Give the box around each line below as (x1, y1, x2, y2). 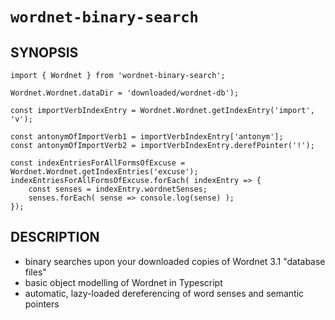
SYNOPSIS (10, 44, 79, 61)
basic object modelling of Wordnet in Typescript (24, 276, 223, 288)
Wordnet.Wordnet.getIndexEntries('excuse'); (10, 167, 199, 177)
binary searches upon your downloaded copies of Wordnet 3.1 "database (24, 255, 326, 267)
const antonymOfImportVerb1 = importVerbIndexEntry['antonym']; (10, 132, 284, 142)
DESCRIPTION (10, 229, 100, 246)
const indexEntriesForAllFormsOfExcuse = (10, 158, 186, 168)
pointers (24, 298, 60, 310)
